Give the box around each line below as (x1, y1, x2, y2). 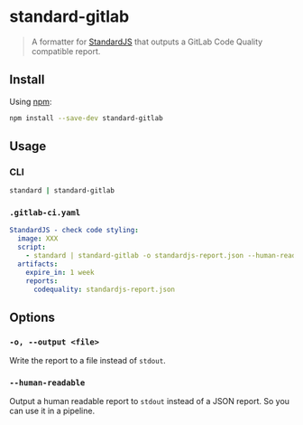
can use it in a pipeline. (9, 405, 96, 417)
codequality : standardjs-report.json (32, 285, 176, 294)
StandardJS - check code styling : (9, 226, 140, 235)
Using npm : (9, 96, 52, 107)
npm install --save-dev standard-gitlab (9, 113, 164, 123)
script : (17, 242, 47, 252)
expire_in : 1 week (25, 268, 95, 277)
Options (9, 309, 56, 325)
